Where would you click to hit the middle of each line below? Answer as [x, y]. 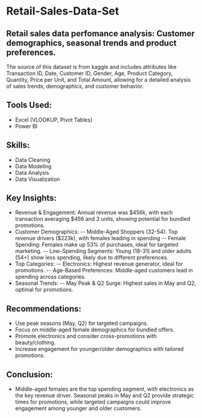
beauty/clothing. [35, 342]
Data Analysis [32, 172]
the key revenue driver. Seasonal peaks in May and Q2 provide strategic [104, 396]
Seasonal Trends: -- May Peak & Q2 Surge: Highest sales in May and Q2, [106, 283]
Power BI [26, 126]
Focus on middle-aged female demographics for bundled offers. [95, 330]
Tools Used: [29, 105]
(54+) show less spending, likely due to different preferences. [92, 258]
